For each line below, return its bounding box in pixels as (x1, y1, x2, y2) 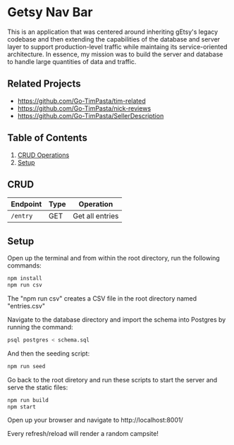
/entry (11, 212, 33, 220)
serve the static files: (7, 383, 68, 391)
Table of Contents (7, 132, 88, 144)
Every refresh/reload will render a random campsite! (7, 430, 159, 438)
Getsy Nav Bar (7, 4, 93, 20)
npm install (7, 275, 42, 282)
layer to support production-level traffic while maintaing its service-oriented (7, 42, 228, 51)
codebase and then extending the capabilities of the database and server (7, 35, 221, 43)
